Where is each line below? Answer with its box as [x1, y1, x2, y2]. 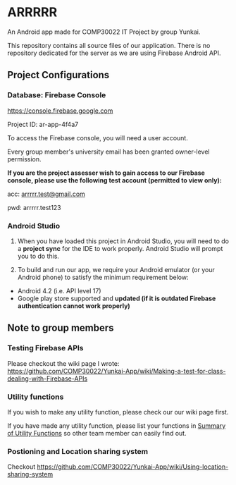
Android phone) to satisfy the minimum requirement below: [17, 273, 189, 281]
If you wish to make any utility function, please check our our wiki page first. [7, 407, 229, 416]
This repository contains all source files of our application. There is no [7, 41, 211, 49]
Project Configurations [7, 69, 110, 81]
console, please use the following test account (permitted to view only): [7, 176, 222, 184]
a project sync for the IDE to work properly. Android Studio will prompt [17, 244, 223, 252]
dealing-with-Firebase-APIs [7, 374, 88, 383]
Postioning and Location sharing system [7, 446, 149, 456]
